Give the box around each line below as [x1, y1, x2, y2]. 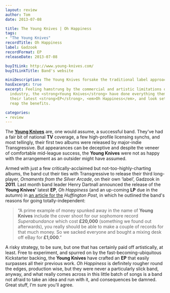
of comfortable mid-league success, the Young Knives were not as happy [5, 150, 160, 156]
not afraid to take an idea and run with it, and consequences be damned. [5, 277, 157, 283]
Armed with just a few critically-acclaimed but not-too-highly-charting [5, 165, 151, 171]
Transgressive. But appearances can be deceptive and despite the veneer [5, 145, 159, 151]
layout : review [5, 7, 37, 13]
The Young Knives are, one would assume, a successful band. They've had [5, 129, 163, 135]
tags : [5, 31, 17, 36]
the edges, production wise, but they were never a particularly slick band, [5, 266, 159, 272]
